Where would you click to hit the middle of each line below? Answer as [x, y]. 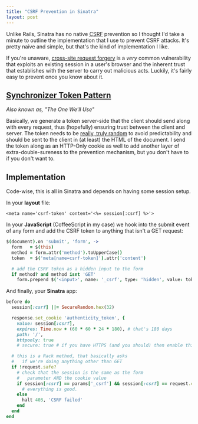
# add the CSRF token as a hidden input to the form [77, 269]
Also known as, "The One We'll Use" [50, 109]
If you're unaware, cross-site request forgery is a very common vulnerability [99, 58]
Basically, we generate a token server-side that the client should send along [98, 121]
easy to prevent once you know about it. [55, 77]
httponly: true [35, 340]
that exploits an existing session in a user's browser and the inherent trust [96, 64]
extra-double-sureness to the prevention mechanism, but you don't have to [98, 152]
